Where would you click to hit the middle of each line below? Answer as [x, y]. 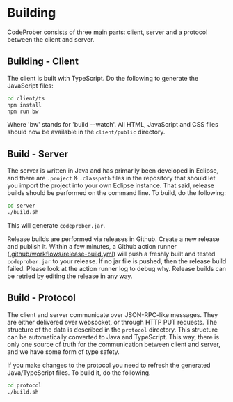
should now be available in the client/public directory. [86, 132]
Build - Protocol [42, 298]
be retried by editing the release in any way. [70, 276]
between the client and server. [51, 39]
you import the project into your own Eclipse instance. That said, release [111, 185]
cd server [22, 206]
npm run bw [23, 111]
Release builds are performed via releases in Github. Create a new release [113, 239]
